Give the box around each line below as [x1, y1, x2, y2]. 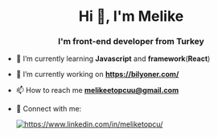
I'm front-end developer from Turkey [57, 36, 205, 47]
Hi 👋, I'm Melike [78, 7, 184, 26]
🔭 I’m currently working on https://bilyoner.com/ [15, 70, 179, 79]
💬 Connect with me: [15, 104, 82, 114]
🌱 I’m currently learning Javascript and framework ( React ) [15, 54, 211, 63]
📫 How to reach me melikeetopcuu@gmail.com [15, 86, 179, 95]
